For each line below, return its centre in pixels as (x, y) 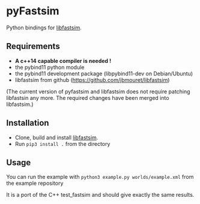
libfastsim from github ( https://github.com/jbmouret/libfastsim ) (92, 80)
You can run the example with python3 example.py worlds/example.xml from (100, 177)
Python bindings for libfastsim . (44, 28)
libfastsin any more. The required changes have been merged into (88, 98)
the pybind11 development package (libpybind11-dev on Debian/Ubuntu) (104, 74)
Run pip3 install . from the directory (62, 144)
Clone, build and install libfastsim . (56, 137)
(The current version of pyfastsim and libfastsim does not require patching (98, 92)
